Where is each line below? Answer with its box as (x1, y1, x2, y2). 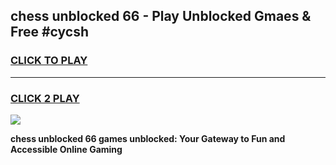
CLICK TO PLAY (10, 54, 88, 68)
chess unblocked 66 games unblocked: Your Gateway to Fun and (10, 132, 286, 144)
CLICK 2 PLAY (10, 91, 80, 105)
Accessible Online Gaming (10, 143, 123, 155)
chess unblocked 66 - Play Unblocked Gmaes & (10, 8, 312, 25)
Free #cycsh (10, 24, 90, 41)
